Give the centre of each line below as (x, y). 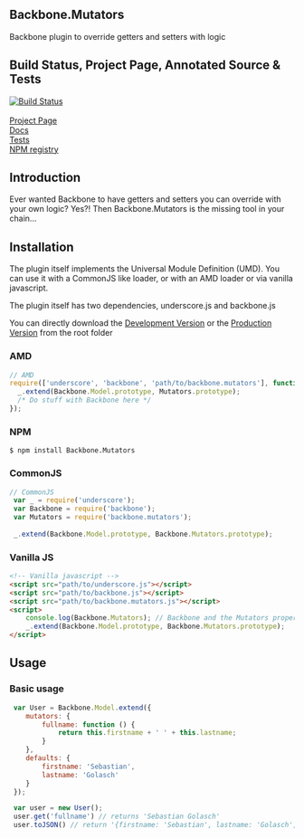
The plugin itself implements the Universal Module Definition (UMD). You (145, 269)
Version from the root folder (61, 333)
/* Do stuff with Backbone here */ (85, 400)
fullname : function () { (89, 724)
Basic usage (37, 689)
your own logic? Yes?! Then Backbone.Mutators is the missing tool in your (147, 209)
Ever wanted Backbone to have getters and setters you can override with (145, 199)
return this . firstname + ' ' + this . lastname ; (147, 733)
